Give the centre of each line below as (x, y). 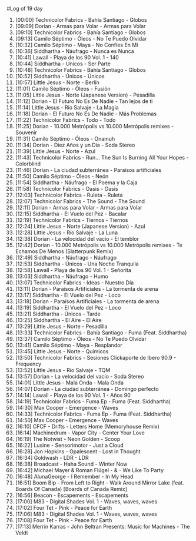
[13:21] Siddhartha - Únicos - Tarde (58, 314)
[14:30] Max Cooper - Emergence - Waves (67, 408)
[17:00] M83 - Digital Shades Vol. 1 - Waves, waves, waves (86, 502)
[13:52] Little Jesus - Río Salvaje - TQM (63, 370)
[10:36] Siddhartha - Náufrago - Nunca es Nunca (74, 51)
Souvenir (26, 132)
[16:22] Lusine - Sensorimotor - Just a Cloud (69, 445)
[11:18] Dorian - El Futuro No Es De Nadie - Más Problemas (86, 114)
